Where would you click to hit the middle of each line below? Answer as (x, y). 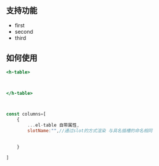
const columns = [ (26, 114)
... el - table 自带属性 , (53, 125)
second (24, 31)
